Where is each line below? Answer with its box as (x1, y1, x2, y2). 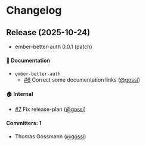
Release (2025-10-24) (6, 27, 91, 38)
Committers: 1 (6, 120, 42, 126)
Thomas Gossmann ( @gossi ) (14, 132, 86, 140)
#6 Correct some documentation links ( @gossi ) (23, 76, 141, 83)
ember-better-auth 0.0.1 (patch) (14, 43, 92, 50)
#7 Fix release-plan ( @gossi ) (14, 105, 86, 113)
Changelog (6, 4, 62, 17)
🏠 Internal (6, 90, 33, 97)
